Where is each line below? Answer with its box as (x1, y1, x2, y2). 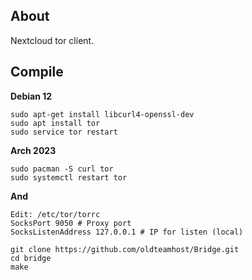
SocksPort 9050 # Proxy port (10, 218, 132, 228)
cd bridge (10, 253, 52, 263)
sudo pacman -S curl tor (10, 164, 114, 174)
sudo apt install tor (10, 118, 101, 128)
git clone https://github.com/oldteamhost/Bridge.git (10, 244, 240, 254)
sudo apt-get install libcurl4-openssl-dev (10, 109, 195, 119)
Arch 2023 (10, 144, 57, 156)
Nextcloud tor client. (10, 34, 95, 46)
